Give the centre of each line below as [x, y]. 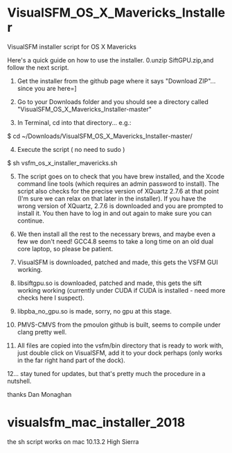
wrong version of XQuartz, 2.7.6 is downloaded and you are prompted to [120, 205]
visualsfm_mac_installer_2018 [96, 423]
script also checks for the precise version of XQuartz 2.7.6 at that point [118, 191]
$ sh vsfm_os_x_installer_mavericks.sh [62, 163]
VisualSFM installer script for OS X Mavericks [72, 46]
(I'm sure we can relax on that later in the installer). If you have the [111, 198]
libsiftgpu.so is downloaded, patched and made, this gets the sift [109, 283]
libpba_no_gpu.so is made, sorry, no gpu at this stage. [94, 311]
